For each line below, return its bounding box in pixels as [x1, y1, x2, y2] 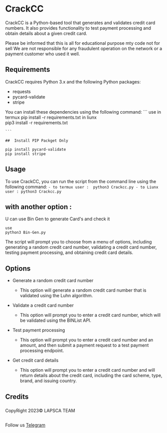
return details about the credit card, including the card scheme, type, [20, 373, 162, 379]
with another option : [5, 202, 72, 211]
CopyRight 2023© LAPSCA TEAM [5, 407, 75, 413]
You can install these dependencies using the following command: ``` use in [5, 109, 161, 115]
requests [12, 89, 31, 95]
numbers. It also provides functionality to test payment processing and [5, 25, 151, 31]
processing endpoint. [20, 348, 64, 354]
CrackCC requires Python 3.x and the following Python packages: [5, 78, 141, 84]
